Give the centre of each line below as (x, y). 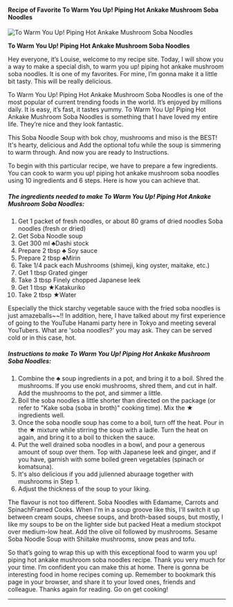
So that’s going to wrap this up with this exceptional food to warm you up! (112, 553)
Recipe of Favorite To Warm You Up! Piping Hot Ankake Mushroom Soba (113, 10)
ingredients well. (41, 415)
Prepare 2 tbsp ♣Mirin (49, 258)
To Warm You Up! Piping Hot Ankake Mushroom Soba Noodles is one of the (115, 95)
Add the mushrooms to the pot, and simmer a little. (90, 393)
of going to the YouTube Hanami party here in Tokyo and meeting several (112, 323)
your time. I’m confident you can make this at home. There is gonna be (109, 568)
